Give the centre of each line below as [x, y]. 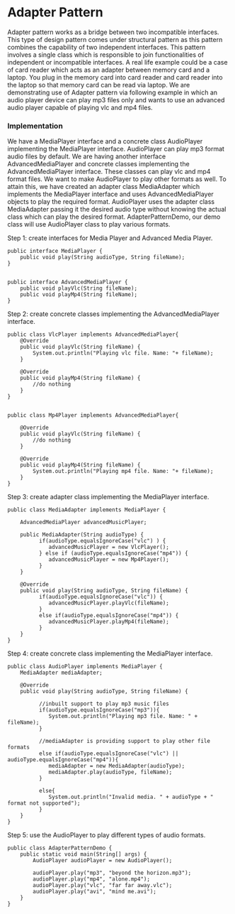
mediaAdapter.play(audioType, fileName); [110, 772]
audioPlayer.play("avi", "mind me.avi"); [95, 892]
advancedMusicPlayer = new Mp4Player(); [109, 560]
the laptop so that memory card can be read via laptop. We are [99, 85]
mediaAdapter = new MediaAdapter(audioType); [117, 766]
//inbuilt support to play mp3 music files [104, 704]
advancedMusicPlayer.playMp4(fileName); [109, 622]
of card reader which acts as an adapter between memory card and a [109, 70]
